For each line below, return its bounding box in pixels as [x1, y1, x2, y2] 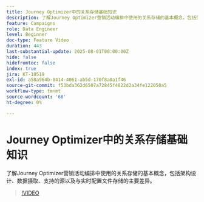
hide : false [6, 54, 36, 60]
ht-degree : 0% [6, 99, 42, 105]
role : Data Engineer [6, 26, 59, 32]
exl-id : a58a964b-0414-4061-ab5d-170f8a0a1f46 [6, 77, 126, 83]
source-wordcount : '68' [6, 94, 67, 100]
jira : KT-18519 [6, 71, 45, 77]
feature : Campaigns [6, 20, 56, 26]
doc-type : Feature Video [6, 37, 69, 43]
